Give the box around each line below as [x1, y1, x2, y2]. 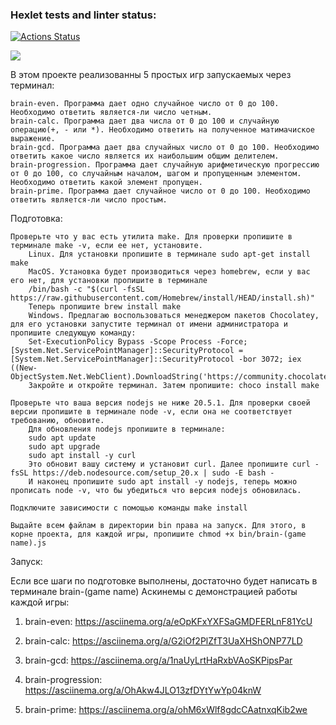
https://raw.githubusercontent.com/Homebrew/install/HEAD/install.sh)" [10, 293, 315, 303]
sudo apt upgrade [28, 442, 101, 452]
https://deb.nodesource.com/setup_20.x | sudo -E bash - [32, 468, 275, 478]
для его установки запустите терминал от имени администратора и [10, 319, 288, 330]
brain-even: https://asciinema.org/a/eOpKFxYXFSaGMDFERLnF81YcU [24, 616, 313, 628]
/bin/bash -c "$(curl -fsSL [28, 284, 145, 295]
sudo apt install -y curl [28, 451, 137, 461]
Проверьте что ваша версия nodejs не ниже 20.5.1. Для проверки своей [10, 398, 311, 408]
